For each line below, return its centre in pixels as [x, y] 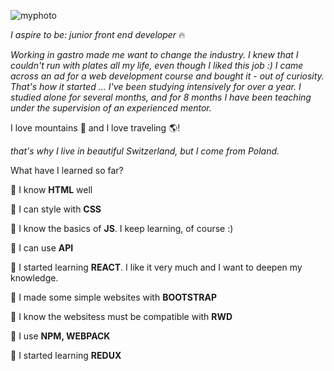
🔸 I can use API [42, 248]
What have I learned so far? [67, 170]
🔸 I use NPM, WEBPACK [60, 336]
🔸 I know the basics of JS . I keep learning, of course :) [122, 228]
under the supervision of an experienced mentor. [111, 108]
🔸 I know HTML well [51, 189]
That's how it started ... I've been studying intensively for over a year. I [156, 86]
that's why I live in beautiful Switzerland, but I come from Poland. [145, 151]
